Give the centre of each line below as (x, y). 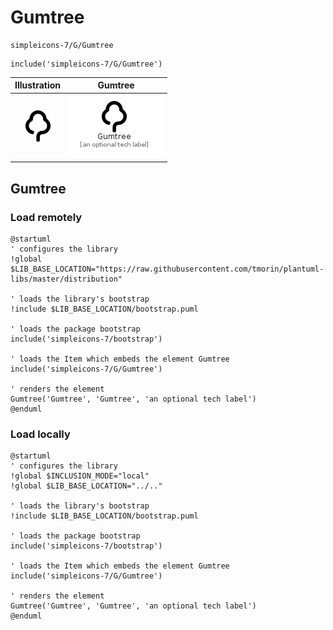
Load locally (40, 434)
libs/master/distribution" (66, 279)
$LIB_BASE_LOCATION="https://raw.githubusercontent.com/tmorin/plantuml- (167, 269)
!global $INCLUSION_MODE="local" (80, 476)
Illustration (38, 85)
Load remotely (46, 217)
